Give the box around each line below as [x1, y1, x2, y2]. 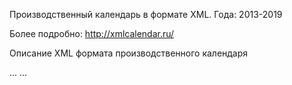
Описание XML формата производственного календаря [9, 47, 249, 59]
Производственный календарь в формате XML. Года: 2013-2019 [9, 9, 283, 20]
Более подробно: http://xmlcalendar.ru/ [9, 28, 175, 39]
